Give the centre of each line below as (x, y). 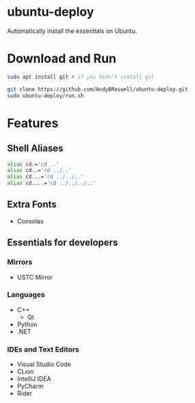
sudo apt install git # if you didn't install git (81, 77)
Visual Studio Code (44, 365)
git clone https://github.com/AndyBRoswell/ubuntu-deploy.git (97, 89)
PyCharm (30, 386)
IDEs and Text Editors (43, 349)
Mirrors (20, 262)
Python (27, 324)
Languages (26, 295)
